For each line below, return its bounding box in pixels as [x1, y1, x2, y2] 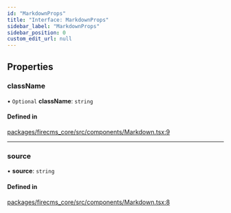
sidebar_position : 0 [7, 29, 67, 36]
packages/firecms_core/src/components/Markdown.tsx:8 [7, 198, 170, 206]
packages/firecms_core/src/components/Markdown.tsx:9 [7, 128, 170, 136]
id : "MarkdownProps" [7, 10, 67, 17]
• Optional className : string [7, 97, 93, 105]
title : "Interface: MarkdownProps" [7, 16, 109, 23]
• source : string [7, 167, 55, 175]
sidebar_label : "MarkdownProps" [7, 23, 100, 29]
